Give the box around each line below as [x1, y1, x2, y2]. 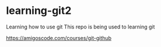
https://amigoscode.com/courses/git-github [6, 34, 112, 41]
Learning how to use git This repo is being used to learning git [6, 23, 155, 30]
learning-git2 [6, 4, 72, 17]
